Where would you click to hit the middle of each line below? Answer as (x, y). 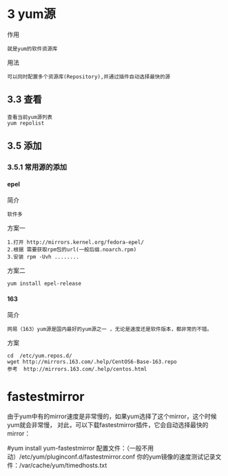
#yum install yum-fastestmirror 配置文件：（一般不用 (80, 448)
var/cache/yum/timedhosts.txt (64, 466)
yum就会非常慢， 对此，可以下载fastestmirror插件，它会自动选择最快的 (108, 425)
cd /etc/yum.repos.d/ (40, 356)
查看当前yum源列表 (30, 117)
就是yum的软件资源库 (32, 49)
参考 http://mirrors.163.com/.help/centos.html (77, 369)
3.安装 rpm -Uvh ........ (43, 257)
